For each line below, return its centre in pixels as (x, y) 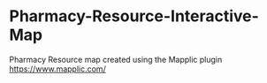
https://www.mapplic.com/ (57, 69)
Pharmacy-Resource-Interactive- (134, 16)
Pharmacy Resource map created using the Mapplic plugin (116, 59)
